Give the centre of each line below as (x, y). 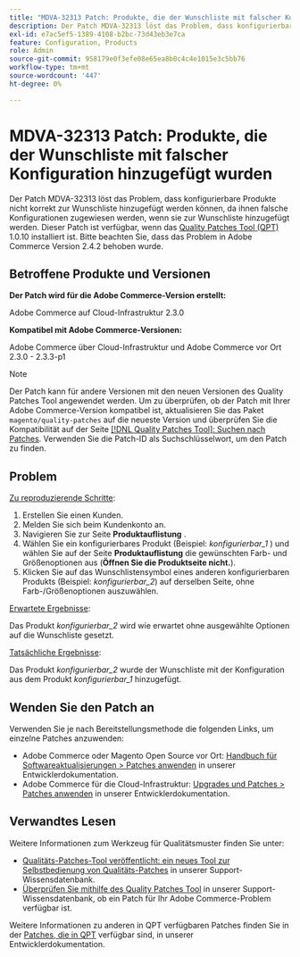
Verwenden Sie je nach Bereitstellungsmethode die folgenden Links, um (142, 729)
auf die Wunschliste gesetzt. (62, 636)
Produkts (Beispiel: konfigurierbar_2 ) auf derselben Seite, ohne (138, 582)
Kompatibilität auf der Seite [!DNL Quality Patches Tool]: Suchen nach (137, 429)
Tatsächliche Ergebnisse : (55, 653)
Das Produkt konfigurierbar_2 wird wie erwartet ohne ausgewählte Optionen (150, 626)
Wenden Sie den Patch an (82, 707)
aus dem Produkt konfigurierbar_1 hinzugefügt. (96, 679)
